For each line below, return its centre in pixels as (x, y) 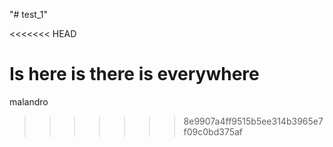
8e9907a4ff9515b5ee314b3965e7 (253, 121)
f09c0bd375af (213, 131)
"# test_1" (28, 14)
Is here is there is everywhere (134, 74)
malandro (29, 101)
